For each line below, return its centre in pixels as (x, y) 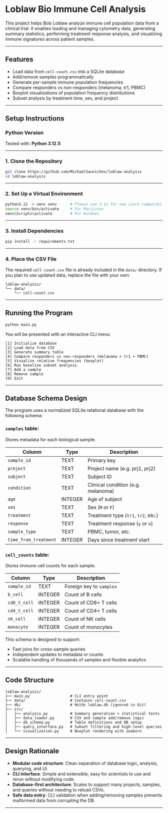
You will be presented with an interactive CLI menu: (58, 334)
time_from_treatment (32, 540)
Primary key (101, 460)
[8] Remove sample (24, 374)
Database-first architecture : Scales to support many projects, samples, (87, 784)
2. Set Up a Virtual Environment (44, 194)
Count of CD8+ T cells (91, 602)
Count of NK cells (85, 619)
